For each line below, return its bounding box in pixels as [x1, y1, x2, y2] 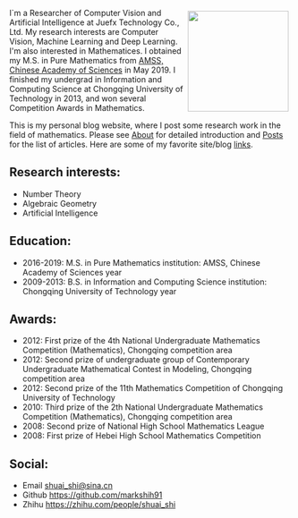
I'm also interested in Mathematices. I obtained [9, 46, 182, 56]
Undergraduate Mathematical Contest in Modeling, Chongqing [21, 364, 252, 375]
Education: [9, 234, 72, 249]
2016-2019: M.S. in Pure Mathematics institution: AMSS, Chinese [21, 257, 261, 267]
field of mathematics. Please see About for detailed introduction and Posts [9, 130, 284, 140]
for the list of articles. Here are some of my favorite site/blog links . [9, 139, 253, 149]
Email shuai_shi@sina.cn [21, 480, 114, 491]
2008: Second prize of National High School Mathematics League [21, 420, 265, 432]
